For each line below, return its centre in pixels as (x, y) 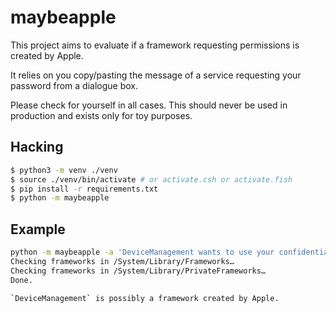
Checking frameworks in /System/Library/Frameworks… (122, 261)
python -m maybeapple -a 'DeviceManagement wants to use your (142, 252)
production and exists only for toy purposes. (101, 115)
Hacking (37, 147)
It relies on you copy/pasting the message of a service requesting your (156, 75)
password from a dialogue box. (74, 85)
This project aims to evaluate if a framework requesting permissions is (155, 45)
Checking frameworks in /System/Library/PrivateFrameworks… (138, 271)
